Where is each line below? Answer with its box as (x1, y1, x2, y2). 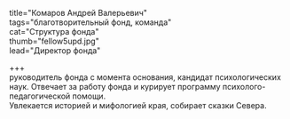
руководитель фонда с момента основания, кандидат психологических (9, 72, 282, 83)
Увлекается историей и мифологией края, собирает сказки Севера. (9, 100, 268, 110)
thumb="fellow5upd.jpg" (9, 36, 99, 46)
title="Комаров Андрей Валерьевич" (9, 8, 148, 18)
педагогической (9, 91, 71, 101)
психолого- (222, 82, 266, 91)
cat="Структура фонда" (9, 27, 99, 36)
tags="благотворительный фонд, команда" (9, 17, 172, 28)
